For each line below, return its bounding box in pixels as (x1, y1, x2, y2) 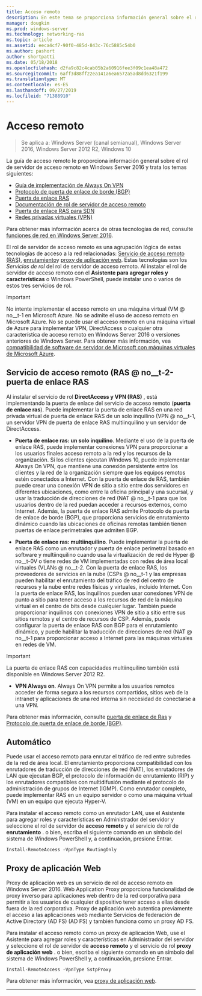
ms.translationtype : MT (6, 76, 66, 82)
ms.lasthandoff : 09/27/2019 (6, 87, 77, 94)
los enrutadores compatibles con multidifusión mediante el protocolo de (6, 779, 185, 786)
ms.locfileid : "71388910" (6, 93, 71, 99)
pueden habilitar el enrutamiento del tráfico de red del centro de (14, 577, 174, 584)
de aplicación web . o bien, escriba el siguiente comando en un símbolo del (6, 948, 194, 956)
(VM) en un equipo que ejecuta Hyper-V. (6, 798, 106, 805)
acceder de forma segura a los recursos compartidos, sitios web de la (14, 688, 189, 696)
